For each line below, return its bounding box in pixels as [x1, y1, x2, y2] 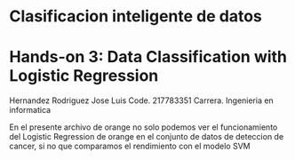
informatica [9, 105, 52, 116]
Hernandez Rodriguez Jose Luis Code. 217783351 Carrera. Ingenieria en [9, 95, 274, 106]
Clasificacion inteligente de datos [9, 6, 262, 27]
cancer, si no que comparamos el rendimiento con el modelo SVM [9, 140, 251, 152]
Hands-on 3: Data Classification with [9, 47, 287, 68]
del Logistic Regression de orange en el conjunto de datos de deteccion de [9, 132, 284, 142]
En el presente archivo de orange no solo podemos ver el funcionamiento [9, 122, 278, 132]
